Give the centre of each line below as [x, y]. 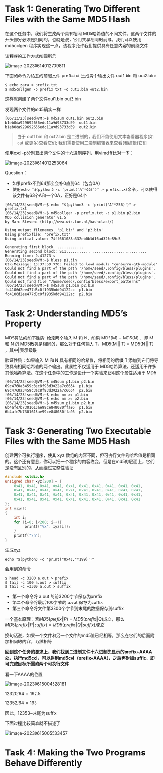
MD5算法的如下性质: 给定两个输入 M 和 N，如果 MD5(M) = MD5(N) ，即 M [79, 338]
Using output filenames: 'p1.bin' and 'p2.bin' [54, 230]
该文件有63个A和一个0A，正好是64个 [50, 195]
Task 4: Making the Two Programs [75, 753]
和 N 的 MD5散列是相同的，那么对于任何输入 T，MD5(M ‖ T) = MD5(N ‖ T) [80, 344]
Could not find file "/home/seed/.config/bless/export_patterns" [72, 281]
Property [24, 324]
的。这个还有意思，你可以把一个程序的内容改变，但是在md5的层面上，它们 [80, 461]
